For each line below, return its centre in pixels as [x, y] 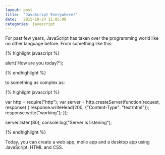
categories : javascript [30, 24]
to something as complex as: [35, 83]
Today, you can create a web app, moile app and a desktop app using [77, 142]
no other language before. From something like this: [59, 44]
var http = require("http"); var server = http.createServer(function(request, [83, 102]
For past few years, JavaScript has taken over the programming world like [82, 38]
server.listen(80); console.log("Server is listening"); [59, 123]
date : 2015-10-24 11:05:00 [36, 19]
